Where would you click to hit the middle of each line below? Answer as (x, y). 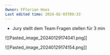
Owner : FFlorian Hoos (27, 10)
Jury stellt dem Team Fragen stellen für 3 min (59, 28)
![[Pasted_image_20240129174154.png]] (46, 47)
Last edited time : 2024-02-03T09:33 (43, 14)
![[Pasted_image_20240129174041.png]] (46, 38)
